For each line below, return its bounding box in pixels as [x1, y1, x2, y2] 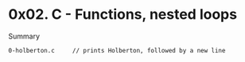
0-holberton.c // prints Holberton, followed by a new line [8, 46, 226, 54]
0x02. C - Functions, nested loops [8, 5, 237, 24]
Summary [8, 31, 41, 41]
